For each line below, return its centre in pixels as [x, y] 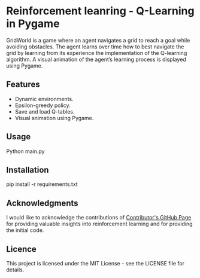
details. [15, 270]
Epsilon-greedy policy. [43, 105]
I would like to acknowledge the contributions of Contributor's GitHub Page [99, 218]
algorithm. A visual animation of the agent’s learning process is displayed [96, 59]
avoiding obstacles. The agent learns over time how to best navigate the [95, 47]
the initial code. [25, 230]
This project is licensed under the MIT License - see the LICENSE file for [95, 263]
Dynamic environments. [44, 99]
